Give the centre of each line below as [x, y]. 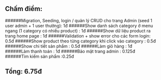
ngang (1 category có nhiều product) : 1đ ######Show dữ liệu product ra [78, 31]
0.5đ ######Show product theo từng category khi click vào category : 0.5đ [80, 41]
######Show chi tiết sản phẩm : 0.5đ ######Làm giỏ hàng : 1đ [69, 46]
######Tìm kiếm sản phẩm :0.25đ [39, 56]
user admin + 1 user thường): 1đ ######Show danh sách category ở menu [79, 26]
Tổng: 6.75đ [23, 72]
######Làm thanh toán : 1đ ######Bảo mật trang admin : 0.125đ [70, 51]
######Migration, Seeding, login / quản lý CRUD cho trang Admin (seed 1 [79, 20]
